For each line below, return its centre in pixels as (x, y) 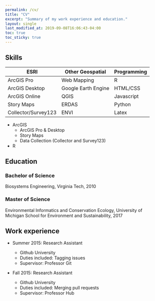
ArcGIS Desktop (26, 88)
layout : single (21, 24)
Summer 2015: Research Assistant (47, 243)
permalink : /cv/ (22, 10)
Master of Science (28, 200)
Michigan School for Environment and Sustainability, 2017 (64, 215)
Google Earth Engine (85, 88)
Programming (131, 72)
